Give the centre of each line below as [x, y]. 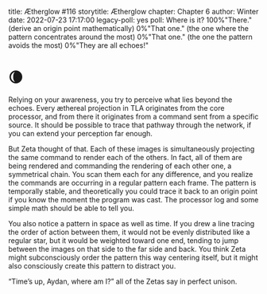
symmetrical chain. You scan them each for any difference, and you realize [131, 174]
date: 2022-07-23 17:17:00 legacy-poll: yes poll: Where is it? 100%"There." [130, 20]
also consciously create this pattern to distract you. [92, 265]
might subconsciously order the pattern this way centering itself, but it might [133, 257]
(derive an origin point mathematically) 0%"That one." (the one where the [128, 28]
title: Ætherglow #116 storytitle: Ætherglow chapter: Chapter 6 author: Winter [133, 12]
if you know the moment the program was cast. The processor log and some [133, 199]
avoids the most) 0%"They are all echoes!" [79, 45]
